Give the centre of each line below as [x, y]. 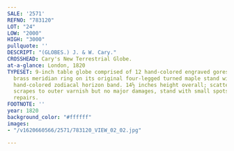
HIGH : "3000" [26, 40]
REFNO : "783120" [31, 20]
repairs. [26, 98]
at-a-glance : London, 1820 [46, 65]
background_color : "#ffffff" [49, 117]
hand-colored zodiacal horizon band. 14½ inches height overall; [110, 85]
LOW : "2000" [24, 33]
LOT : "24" [22, 26]
